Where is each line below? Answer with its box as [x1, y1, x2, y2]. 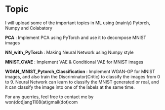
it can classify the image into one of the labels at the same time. [5, 84, 135, 90]
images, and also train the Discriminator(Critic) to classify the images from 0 [5, 73, 161, 79]
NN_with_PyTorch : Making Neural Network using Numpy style [5, 49, 134, 55]
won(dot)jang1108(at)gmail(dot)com [5, 99, 78, 105]
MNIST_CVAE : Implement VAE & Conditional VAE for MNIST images [5, 59, 144, 65]
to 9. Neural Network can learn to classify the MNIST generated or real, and [5, 79, 159, 85]
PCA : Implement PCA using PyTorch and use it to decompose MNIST [5, 35, 147, 40]
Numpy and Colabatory [5, 25, 53, 31]
